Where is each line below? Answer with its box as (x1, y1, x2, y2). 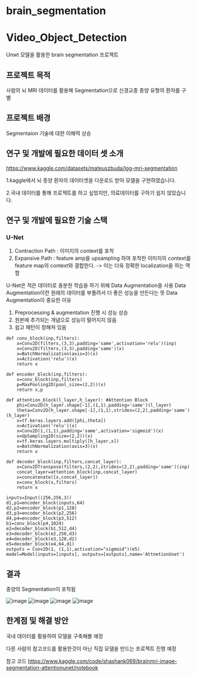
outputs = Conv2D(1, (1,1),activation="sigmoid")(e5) (6, 547, 141, 552)
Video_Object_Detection (6, 31, 127, 45)
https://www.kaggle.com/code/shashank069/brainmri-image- (28, 657, 178, 665)
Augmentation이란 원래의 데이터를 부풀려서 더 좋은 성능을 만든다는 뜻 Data (6, 289, 178, 296)
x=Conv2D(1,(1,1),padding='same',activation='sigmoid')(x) (16, 428, 164, 434)
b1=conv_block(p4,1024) (6, 521, 64, 527)
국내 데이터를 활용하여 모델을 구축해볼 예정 (6, 632, 104, 639)
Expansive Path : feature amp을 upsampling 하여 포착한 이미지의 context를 (14, 254, 191, 262)
